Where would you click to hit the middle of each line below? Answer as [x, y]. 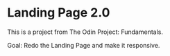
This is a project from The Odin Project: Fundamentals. [85, 32]
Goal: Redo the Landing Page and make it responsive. [84, 45]
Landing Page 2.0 [59, 13]
